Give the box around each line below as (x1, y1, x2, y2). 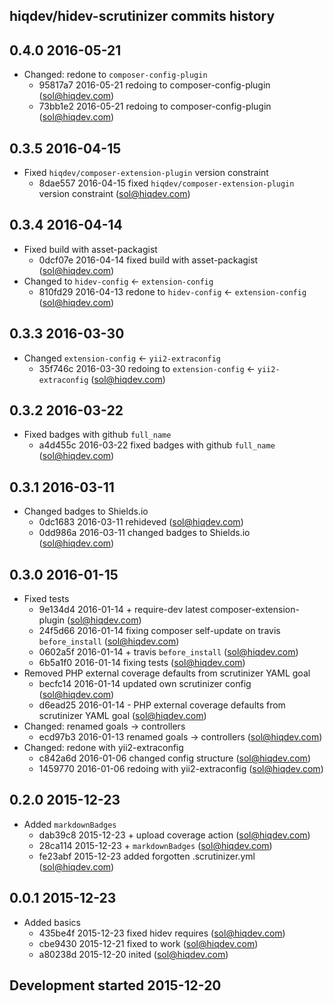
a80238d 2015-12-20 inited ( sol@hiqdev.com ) (38, 948, 229, 960)
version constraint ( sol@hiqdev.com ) (38, 188, 191, 200)
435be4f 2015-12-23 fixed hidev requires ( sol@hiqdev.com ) (38, 927, 286, 939)
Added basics (23, 916, 82, 928)
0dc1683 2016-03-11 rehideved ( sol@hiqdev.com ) (38, 516, 244, 528)
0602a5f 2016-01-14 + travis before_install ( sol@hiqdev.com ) (38, 646, 299, 658)
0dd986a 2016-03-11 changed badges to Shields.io (38, 527, 251, 539)
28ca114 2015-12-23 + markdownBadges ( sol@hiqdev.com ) (38, 839, 273, 851)
